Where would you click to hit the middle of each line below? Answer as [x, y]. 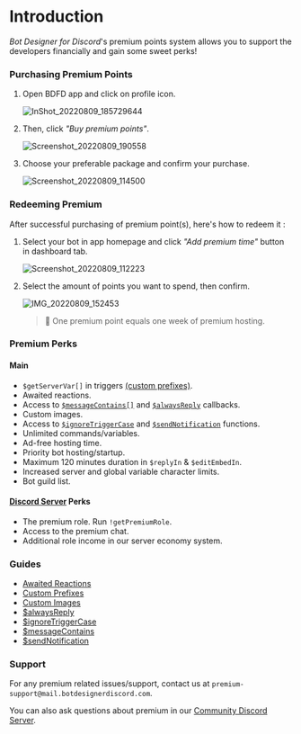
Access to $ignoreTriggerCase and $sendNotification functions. [141, 424]
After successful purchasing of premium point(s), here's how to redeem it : [147, 224]
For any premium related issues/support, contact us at [110, 684]
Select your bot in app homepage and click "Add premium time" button [153, 241]
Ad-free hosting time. [62, 443]
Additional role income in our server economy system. [122, 541]
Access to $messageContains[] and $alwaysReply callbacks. [131, 404]
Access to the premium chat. [75, 531]
